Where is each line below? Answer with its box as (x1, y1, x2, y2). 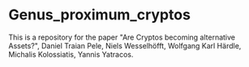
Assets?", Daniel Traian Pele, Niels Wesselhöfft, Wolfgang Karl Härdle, (8, 40, 242, 50)
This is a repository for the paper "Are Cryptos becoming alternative (8, 32, 235, 42)
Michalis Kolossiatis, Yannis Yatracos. (8, 49, 134, 59)
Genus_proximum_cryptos (8, 6, 191, 24)
